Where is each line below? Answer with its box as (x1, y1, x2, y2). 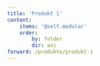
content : (7, 16, 32, 23)
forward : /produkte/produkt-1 (7, 49, 94, 56)
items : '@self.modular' (19, 23, 88, 30)
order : (19, 29, 38, 36)
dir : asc (32, 42, 57, 49)
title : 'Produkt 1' (7, 10, 63, 17)
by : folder (32, 36, 63, 43)
